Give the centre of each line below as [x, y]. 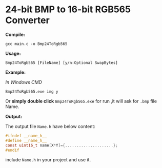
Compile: [15, 34]
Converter [27, 20]
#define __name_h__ [26, 140]
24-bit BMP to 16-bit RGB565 [68, 9]
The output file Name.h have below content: [50, 126]
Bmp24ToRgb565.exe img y [32, 91]
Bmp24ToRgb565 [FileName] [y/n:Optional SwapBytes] [62, 62]
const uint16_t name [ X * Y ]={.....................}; [62, 145]
